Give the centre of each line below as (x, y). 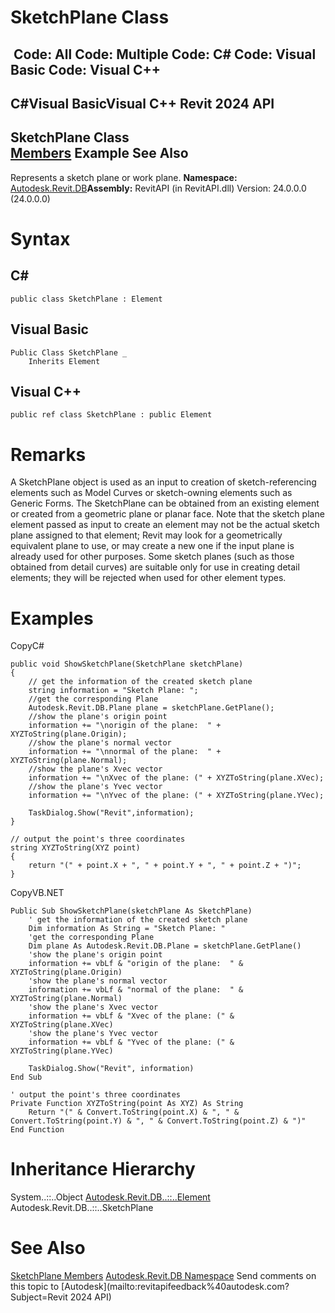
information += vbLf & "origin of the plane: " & (136, 964)
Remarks (48, 454)
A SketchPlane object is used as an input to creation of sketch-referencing (163, 482)
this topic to (35, 1287)
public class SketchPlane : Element (86, 299)
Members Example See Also (99, 153)
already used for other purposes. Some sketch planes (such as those (152, 557)
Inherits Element (64, 361)
